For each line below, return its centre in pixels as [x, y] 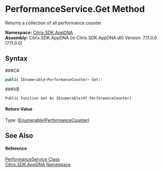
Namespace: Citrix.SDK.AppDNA [39, 32]
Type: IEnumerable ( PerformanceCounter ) [48, 120]
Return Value [19, 109]
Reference [16, 148]
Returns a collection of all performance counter [53, 23]
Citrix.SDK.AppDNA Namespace [38, 165]
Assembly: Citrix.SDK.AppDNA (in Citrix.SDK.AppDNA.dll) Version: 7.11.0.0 [81, 38]
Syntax [16, 59]
